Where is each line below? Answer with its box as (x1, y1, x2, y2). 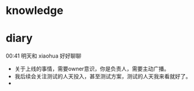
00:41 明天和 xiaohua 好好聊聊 (5, 52, 82, 59)
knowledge (5, 4, 63, 18)
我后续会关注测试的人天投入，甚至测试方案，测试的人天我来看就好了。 (14, 73, 192, 80)
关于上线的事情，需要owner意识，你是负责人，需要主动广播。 (14, 65, 170, 73)
